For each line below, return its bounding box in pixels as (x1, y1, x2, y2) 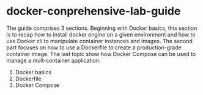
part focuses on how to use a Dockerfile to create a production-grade (6, 44, 182, 51)
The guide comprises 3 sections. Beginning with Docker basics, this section (6, 24, 197, 32)
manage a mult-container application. (6, 57, 101, 64)
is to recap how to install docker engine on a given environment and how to (6, 30, 196, 38)
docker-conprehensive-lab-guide (6, 4, 181, 18)
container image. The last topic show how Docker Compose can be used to (6, 50, 196, 57)
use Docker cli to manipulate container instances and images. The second (6, 37, 193, 44)
